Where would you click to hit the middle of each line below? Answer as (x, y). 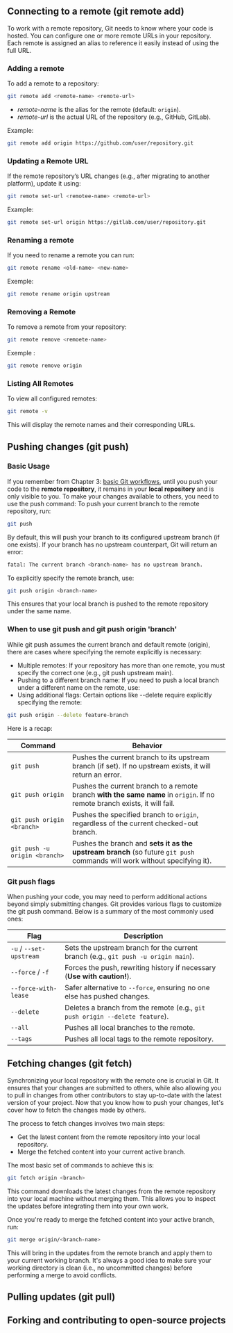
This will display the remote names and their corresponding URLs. (101, 425)
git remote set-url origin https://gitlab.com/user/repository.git (107, 223)
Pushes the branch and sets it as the (132, 843)
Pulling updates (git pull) (61, 1296)
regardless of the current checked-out (136, 823)
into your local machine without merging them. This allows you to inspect (112, 1198)
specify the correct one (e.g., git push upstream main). (95, 672)
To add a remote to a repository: (53, 83)
